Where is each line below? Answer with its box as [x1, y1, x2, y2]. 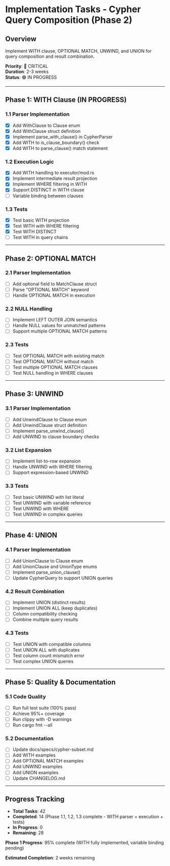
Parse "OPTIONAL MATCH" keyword [12, 286, 90, 293]
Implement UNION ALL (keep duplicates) [12, 605, 98, 611]
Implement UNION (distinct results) [12, 599, 86, 605]
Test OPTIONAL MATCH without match [12, 358, 94, 365]
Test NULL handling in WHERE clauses [12, 370, 94, 376]
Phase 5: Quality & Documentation [5, 678, 116, 687]
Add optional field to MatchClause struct [12, 280, 97, 287]
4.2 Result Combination [5, 588, 65, 595]
